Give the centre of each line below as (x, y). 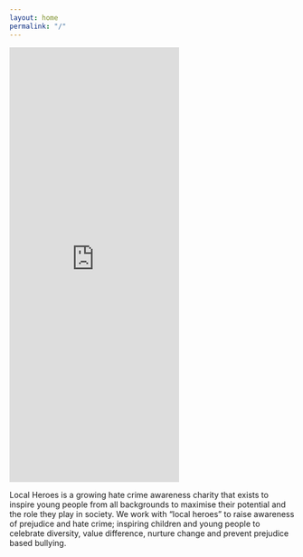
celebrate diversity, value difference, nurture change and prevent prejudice (149, 533)
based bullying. (38, 543)
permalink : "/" (38, 26)
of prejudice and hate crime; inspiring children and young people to (135, 523)
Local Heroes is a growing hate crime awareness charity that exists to (139, 495)
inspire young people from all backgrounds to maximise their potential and (148, 504)
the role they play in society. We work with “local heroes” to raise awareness (152, 514)
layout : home (34, 18)
